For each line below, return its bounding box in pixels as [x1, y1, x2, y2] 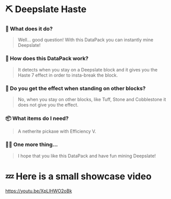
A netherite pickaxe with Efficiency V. [17, 128, 96, 135]
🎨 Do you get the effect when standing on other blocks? [5, 85, 146, 92]
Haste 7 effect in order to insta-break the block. [17, 72, 118, 78]
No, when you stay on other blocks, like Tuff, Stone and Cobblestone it [17, 96, 166, 103]
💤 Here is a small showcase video [5, 170, 152, 182]
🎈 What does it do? [5, 26, 53, 33]
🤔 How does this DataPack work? [5, 55, 89, 62]
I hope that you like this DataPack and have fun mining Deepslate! [17, 153, 156, 159]
